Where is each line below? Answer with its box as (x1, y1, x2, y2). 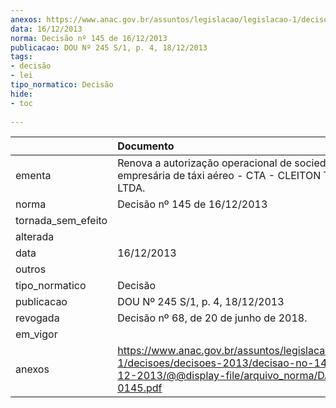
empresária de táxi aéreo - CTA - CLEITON (117, 169, 322, 183)
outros (15, 262, 47, 276)
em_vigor (15, 327, 58, 341)
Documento (117, 139, 175, 153)
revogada (15, 311, 60, 325)
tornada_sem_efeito (15, 214, 108, 228)
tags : (10, 52, 33, 62)
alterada (15, 230, 55, 244)
